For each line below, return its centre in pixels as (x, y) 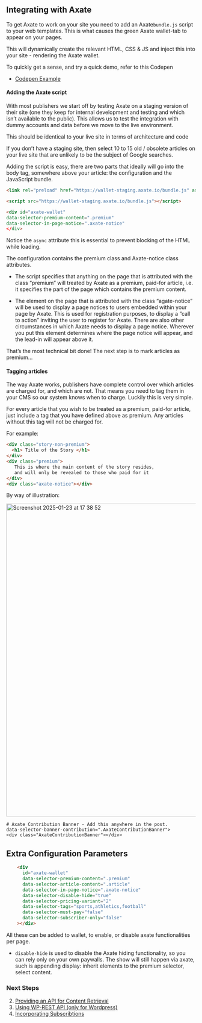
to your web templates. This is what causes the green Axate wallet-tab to (97, 31)
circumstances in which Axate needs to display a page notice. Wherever (104, 327)
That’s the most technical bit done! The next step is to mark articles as (93, 351)
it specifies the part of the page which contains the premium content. (101, 289)
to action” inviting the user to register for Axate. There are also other (99, 320)
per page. (18, 941)
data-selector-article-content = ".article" (76, 884)
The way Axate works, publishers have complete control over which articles (100, 384)
